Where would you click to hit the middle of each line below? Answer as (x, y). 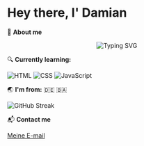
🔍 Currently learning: (39, 59)
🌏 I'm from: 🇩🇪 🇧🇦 (37, 89)
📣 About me (25, 32)
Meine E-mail (26, 135)
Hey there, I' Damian (67, 13)
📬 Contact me (29, 119)
